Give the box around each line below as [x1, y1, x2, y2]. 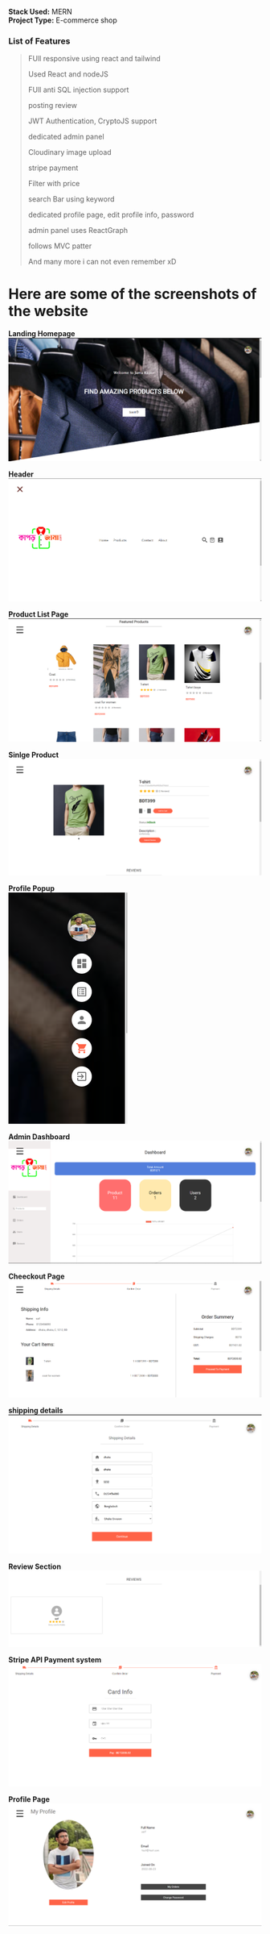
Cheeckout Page [8, 1271, 65, 1281]
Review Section [8, 1562, 62, 1571]
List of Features [8, 35, 71, 47]
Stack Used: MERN [8, 7, 72, 16]
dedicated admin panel [27, 132, 104, 142]
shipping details [8, 1405, 63, 1415]
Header [8, 469, 34, 479]
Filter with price [27, 179, 80, 189]
